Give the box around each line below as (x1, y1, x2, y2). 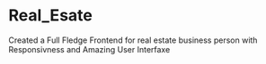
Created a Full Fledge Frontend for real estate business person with (8, 35, 258, 45)
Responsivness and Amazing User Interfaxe (8, 44, 171, 54)
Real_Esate (8, 5, 93, 26)
